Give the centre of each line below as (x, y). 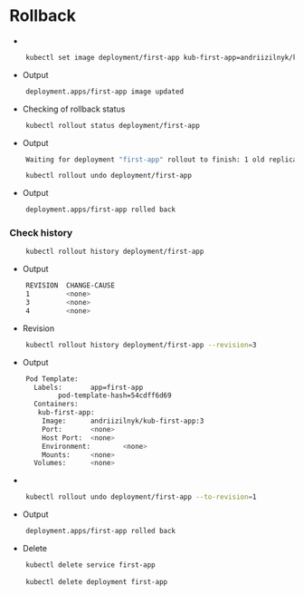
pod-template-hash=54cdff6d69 (114, 395)
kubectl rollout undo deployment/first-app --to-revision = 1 (141, 497)
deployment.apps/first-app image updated (104, 92)
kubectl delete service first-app (90, 565)
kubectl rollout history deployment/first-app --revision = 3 (141, 345)
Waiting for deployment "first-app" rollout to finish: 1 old (145, 160)
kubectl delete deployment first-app (97, 581)
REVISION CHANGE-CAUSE (71, 286)
